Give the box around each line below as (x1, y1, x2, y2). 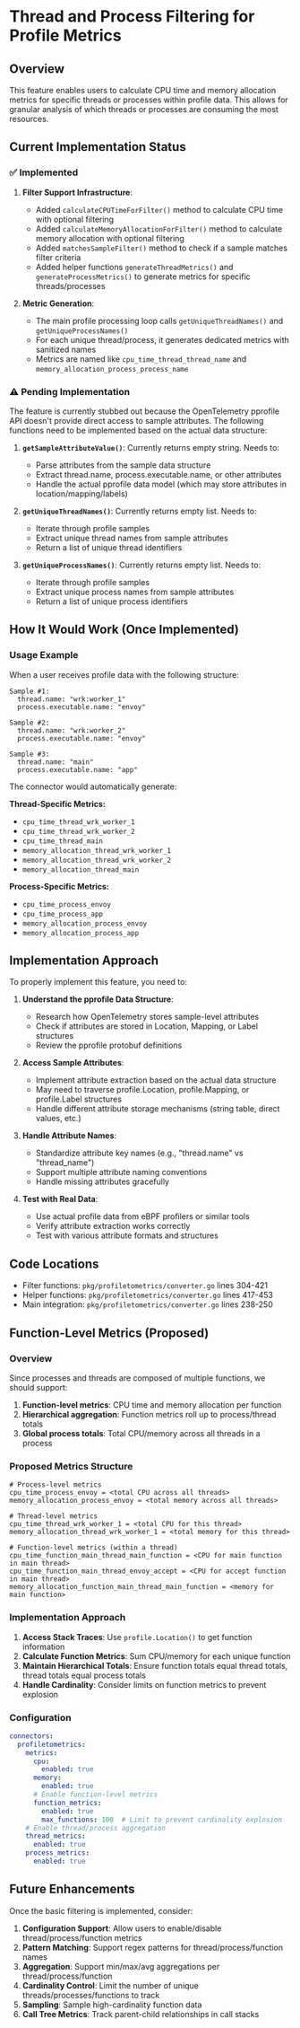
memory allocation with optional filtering (35, 233, 185, 243)
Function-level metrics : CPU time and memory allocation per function (21, 1399, 282, 1410)
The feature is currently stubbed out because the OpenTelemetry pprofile (9, 406, 280, 417)
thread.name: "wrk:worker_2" (17, 725, 126, 735)
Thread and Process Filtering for (9, 6, 255, 27)
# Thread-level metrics (9, 1512, 99, 1521)
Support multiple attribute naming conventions (35, 1167, 208, 1178)
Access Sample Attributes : (21, 1058, 124, 1068)
